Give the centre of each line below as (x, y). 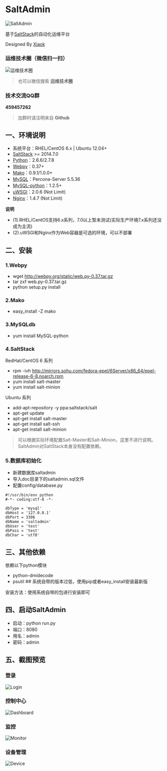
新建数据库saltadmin (34, 473)
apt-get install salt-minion (40, 429)
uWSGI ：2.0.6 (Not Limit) (39, 192)
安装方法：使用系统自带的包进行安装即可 (48, 592)
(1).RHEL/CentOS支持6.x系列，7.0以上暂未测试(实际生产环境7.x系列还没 (87, 220)
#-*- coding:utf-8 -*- (29, 500)
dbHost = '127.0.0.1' (28, 513)
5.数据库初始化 (23, 460)
